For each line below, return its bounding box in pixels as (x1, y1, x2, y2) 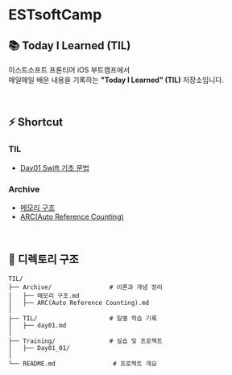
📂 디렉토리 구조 (8, 253, 79, 266)
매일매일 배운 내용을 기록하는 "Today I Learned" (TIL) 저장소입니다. (8, 75, 224, 84)
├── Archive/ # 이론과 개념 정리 (8, 283, 163, 291)
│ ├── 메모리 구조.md (8, 291, 80, 299)
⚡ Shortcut (8, 115, 63, 130)
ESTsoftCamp (8, 6, 102, 24)
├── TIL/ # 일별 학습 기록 (8, 314, 157, 323)
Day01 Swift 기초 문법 (19, 163, 90, 172)
